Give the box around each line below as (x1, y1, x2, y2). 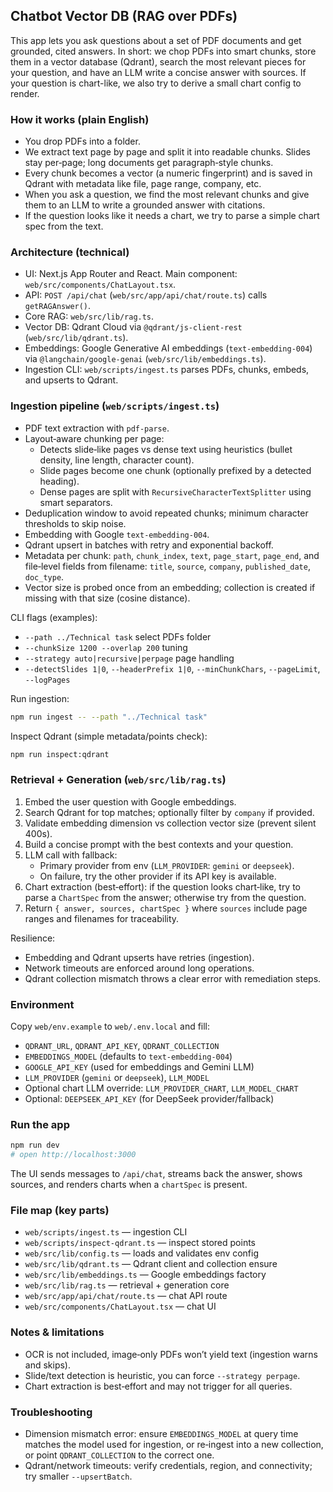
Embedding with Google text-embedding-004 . (24, 528, 210, 540)
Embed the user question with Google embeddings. (24, 795, 237, 808)
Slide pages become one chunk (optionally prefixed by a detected (39, 464, 312, 476)
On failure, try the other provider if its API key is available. (39, 870, 277, 882)
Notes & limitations (10, 1325, 105, 1339)
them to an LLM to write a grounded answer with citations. (24, 199, 266, 211)
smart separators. (39, 496, 113, 508)
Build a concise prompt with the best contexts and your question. (24, 838, 294, 850)
